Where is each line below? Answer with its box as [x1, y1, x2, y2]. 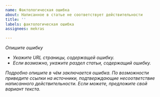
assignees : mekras [5, 26, 44, 31]
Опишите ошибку [5, 45, 43, 51]
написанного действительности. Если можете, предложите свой [5, 81, 147, 87]
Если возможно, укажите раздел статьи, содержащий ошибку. [12, 60, 151, 66]
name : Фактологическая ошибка [5, 7, 70, 13]
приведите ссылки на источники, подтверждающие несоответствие [5, 75, 155, 81]
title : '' [5, 17, 27, 22]
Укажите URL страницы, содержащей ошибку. [12, 54, 115, 61]
